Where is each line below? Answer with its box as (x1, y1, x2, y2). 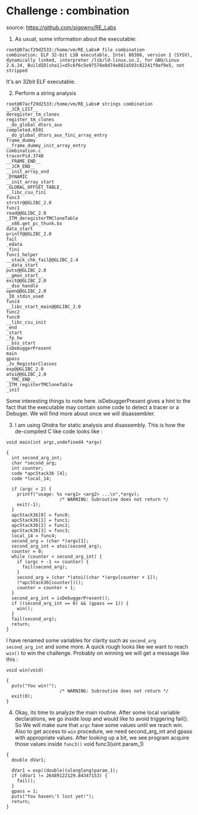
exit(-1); (17, 501, 42, 507)
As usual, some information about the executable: (14, 35, 137, 42)
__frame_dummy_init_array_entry (6, 143, 86, 149)
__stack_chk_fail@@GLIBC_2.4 (6, 257, 78, 263)
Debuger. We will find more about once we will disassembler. (6, 410, 156, 417)
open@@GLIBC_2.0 (6, 288, 46, 294)
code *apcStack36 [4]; (11, 470, 68, 476)
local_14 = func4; (11, 533, 58, 539)
